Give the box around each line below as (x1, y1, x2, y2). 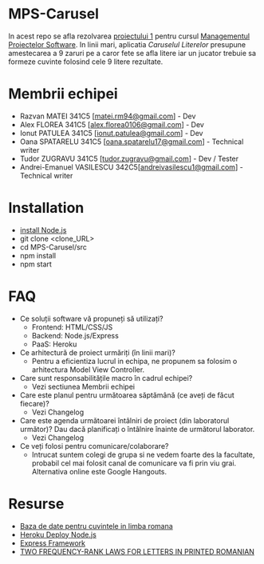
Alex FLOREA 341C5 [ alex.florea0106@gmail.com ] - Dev (19, 119, 205, 129)
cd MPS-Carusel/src (19, 242, 88, 252)
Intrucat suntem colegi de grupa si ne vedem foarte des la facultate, (31, 450, 255, 459)
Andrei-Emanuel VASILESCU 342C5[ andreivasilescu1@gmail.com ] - (19, 162, 243, 172)
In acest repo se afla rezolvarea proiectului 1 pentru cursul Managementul (8, 31, 250, 41)
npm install (19, 250, 57, 260)
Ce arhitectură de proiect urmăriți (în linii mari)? (19, 347, 175, 357)
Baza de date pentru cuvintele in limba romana (19, 521, 173, 530)
